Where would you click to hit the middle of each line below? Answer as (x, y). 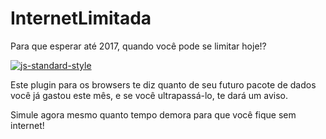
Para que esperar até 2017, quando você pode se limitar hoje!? (138, 46)
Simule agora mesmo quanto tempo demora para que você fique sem (153, 114)
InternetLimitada (81, 18)
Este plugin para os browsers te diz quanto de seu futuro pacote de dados (163, 84)
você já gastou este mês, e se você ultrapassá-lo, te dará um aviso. (149, 95)
